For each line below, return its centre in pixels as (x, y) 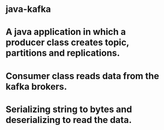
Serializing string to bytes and (69, 109)
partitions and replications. (63, 53)
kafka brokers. (37, 86)
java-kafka (28, 9)
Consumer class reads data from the (82, 76)
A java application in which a (66, 32)
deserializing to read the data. (69, 120)
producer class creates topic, (67, 43)
